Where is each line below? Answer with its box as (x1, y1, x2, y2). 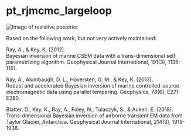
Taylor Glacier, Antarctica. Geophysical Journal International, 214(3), (6, 118, 171, 125)
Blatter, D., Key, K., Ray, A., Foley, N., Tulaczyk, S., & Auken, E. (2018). (6, 106, 174, 113)
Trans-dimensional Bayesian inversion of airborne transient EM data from (6, 112, 183, 119)
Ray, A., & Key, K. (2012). (6, 46, 66, 53)
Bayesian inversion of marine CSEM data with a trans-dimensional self (6, 52, 176, 59)
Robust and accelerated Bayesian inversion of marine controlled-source (6, 82, 180, 89)
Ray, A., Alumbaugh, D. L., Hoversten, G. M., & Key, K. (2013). (6, 76, 154, 83)
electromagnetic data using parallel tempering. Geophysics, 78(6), (6, 88, 166, 95)
